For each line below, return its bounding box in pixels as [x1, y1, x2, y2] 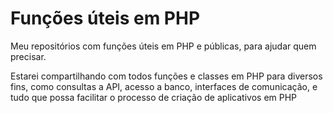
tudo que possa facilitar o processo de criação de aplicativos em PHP [10, 91, 298, 103]
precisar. [10, 50, 47, 62]
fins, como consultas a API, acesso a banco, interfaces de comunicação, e [10, 80, 318, 92]
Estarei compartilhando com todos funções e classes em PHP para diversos [10, 70, 323, 82]
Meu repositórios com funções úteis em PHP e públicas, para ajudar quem [10, 40, 317, 52]
